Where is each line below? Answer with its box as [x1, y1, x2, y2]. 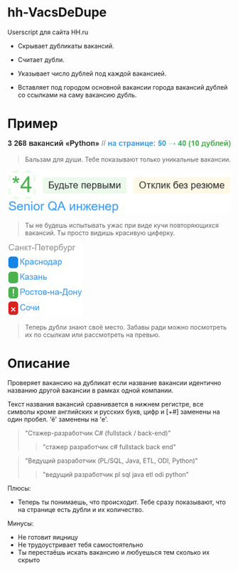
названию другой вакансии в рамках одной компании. [7, 386, 174, 395]
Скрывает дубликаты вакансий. [17, 41, 115, 50]
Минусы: [7, 519, 34, 528]
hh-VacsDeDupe [7, 4, 107, 21]
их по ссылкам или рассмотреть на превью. [24, 330, 161, 339]
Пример [7, 115, 58, 132]
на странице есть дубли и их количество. [17, 505, 144, 514]
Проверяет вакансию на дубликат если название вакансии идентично [7, 379, 222, 387]
